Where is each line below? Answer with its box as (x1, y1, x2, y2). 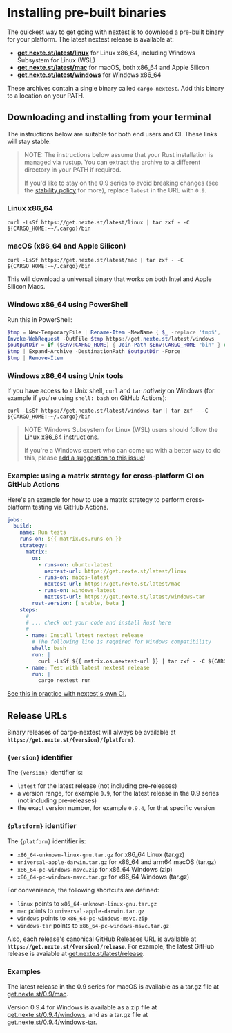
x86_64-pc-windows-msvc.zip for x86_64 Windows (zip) (17, 865, 173, 873)
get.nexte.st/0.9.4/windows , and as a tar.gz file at (7, 1011, 148, 1019)
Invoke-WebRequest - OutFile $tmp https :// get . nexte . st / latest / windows (7, 335, 215, 342)
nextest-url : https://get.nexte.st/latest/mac (43, 580, 181, 588)
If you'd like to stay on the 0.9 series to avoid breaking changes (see (23, 179, 219, 187)
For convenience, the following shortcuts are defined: (7, 886, 159, 894)
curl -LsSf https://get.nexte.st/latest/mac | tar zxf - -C (7, 257, 184, 264)
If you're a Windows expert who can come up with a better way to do (23, 447, 221, 455)
